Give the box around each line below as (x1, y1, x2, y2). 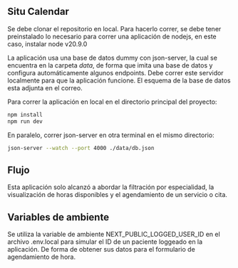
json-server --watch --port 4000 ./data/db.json (7, 144, 155, 151)
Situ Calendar (7, 6, 70, 18)
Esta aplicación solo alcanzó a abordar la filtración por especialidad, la (7, 183, 214, 191)
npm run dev (7, 117, 43, 125)
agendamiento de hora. (7, 252, 76, 262)
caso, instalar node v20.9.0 (7, 39, 88, 48)
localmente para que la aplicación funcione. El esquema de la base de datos (7, 76, 231, 85)
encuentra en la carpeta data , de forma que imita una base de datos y (7, 60, 213, 70)
